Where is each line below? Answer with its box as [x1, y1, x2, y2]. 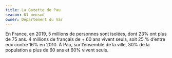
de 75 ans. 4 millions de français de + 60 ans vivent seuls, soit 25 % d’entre [5, 36, 165, 42]
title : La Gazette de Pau [5, 7, 61, 13]
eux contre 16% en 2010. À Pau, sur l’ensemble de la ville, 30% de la [5, 42, 150, 48]
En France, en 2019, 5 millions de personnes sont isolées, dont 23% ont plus [5, 31, 167, 37]
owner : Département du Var [5, 17, 63, 22]
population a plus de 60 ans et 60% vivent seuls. [5, 47, 109, 53]
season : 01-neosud [5, 12, 45, 17]
